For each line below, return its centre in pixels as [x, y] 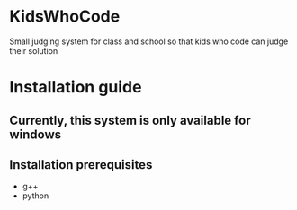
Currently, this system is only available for [130, 120]
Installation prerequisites [81, 165]
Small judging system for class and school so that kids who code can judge [149, 41]
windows [36, 134]
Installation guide [76, 87]
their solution [34, 50]
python [36, 196]
